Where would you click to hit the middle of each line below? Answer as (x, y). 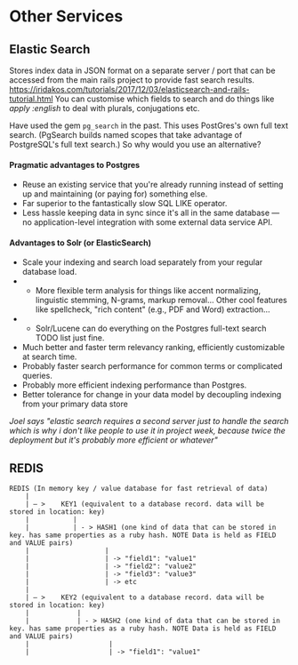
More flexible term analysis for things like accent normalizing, (148, 291)
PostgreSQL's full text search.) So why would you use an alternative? (135, 144)
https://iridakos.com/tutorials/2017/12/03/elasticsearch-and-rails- (130, 89)
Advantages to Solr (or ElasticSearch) (80, 243)
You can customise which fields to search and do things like (165, 99)
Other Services (66, 16)
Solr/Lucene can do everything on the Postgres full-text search (151, 328)
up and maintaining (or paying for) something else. (115, 194)
